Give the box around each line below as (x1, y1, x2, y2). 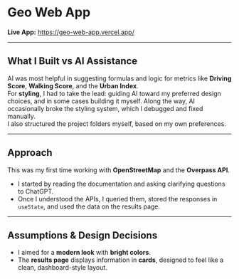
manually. (7, 112, 36, 120)
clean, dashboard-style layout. (17, 263, 108, 272)
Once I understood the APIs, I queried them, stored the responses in (17, 194, 218, 203)
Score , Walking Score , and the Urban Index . (7, 81, 139, 90)
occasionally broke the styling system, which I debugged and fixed (7, 104, 203, 112)
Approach (7, 147, 53, 159)
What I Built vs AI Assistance (7, 55, 138, 68)
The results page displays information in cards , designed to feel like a (17, 256, 224, 264)
